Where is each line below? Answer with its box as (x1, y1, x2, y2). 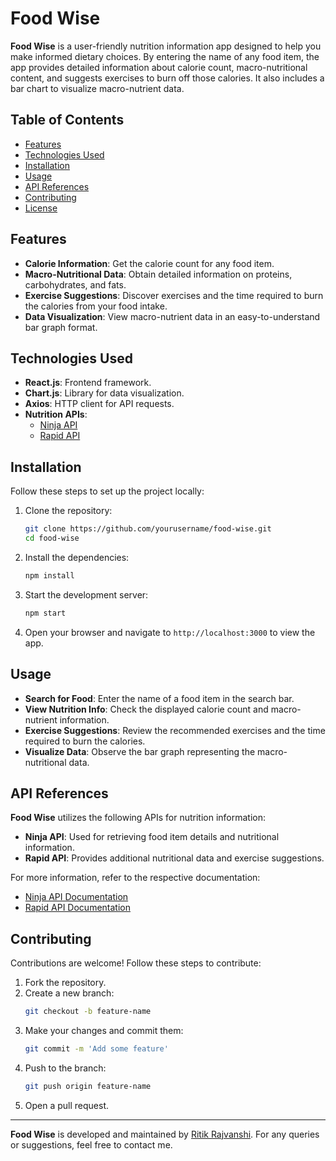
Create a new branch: (24, 987, 115, 999)
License (24, 202, 58, 214)
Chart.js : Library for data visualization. (24, 387, 185, 399)
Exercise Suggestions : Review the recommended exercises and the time (24, 724, 326, 736)
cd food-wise (24, 533, 80, 544)
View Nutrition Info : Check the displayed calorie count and (24, 703, 269, 715)
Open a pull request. (24, 1099, 110, 1111)
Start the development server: (24, 588, 149, 601)
